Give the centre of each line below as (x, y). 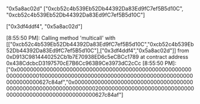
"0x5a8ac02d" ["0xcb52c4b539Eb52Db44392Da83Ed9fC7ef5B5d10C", (95, 9)
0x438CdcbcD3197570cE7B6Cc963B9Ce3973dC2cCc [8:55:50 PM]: (91, 63)
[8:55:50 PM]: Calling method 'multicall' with (61, 38)
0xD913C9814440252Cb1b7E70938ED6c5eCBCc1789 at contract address (97, 57)
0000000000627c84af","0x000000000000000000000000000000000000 (100, 82)
